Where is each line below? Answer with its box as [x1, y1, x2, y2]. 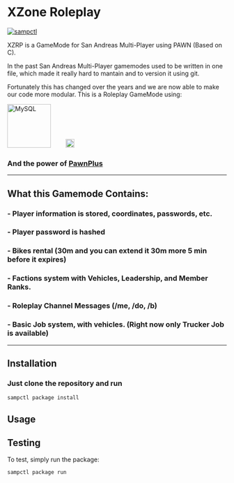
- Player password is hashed [7, 228, 106, 237]
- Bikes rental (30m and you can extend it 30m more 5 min [7, 246, 208, 255]
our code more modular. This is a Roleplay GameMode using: [7, 90, 182, 98]
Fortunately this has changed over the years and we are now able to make [7, 82, 219, 91]
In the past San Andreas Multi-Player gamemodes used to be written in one [7, 61, 223, 70]
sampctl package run [7, 469, 68, 476]
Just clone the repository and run [7, 378, 123, 388]
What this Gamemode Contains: [7, 188, 149, 200]
